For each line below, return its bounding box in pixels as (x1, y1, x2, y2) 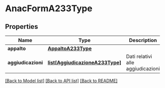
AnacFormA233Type (5, 3, 92, 14)
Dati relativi (126, 53, 152, 60)
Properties (5, 22, 38, 31)
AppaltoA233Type (47, 45, 92, 52)
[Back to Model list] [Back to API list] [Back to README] (5, 78, 118, 84)
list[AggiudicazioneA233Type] (47, 59, 122, 66)
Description (129, 37, 157, 44)
